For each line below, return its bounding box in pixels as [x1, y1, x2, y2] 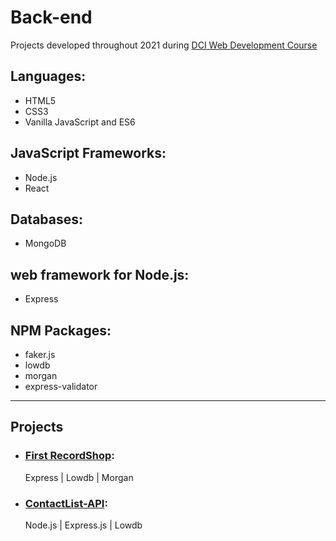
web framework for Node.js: [10, 266, 190, 283]
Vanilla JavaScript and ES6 [24, 116, 136, 128]
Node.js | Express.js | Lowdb [24, 519, 143, 531]
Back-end [10, 6, 93, 29]
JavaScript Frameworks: [10, 145, 167, 162]
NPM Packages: [10, 322, 112, 339]
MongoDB [24, 237, 67, 250]
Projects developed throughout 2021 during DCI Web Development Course [10, 39, 318, 51]
